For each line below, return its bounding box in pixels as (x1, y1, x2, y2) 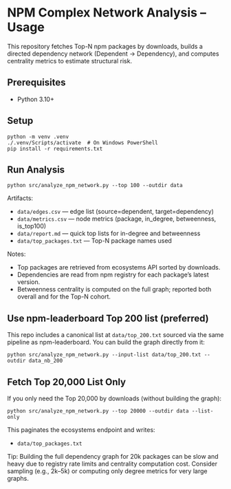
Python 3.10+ (16, 95, 55, 103)
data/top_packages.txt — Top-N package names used (16, 237, 172, 245)
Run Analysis (7, 164, 65, 175)
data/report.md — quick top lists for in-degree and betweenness (16, 229, 201, 238)
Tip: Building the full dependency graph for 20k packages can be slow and (7, 453, 219, 460)
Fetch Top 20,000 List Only (7, 376, 126, 388)
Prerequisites (7, 77, 66, 89)
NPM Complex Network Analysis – (7, 5, 206, 21)
